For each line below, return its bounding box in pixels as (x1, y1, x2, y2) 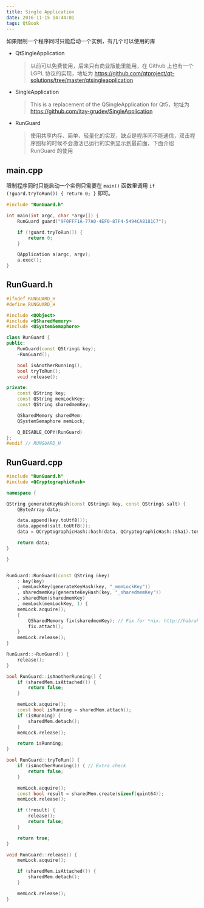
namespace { (6, 490, 36, 496)
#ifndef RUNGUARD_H (6, 296, 56, 302)
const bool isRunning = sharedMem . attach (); (17, 707, 132, 713)
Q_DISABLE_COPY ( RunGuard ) (17, 429, 83, 435)
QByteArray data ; (17, 506, 61, 513)
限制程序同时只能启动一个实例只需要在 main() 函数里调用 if (6, 182, 155, 189)
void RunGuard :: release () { (6, 852, 78, 858)
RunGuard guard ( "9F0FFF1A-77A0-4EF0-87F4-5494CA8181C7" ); (17, 218, 167, 225)
